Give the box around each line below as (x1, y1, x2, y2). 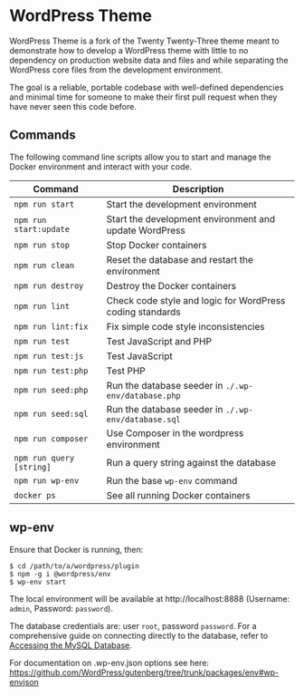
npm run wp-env (14, 475, 80, 486)
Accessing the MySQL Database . (9, 640, 133, 651)
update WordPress (106, 224, 185, 237)
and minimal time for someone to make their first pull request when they (9, 92, 278, 102)
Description (172, 182, 224, 195)
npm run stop (14, 239, 71, 250)
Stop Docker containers (106, 238, 207, 251)
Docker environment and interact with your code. (9, 160, 193, 172)
